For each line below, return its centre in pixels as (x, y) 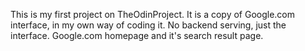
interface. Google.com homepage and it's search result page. (137, 35)
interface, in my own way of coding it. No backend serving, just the (148, 25)
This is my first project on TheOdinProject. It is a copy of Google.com (153, 14)
